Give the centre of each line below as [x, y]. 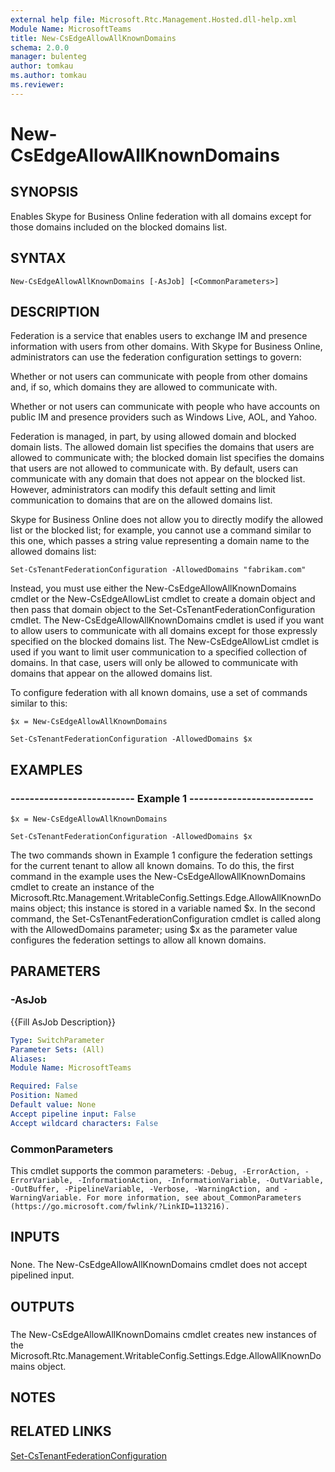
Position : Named [44, 1096]
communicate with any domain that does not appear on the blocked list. [158, 479]
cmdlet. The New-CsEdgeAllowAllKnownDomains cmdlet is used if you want [167, 620]
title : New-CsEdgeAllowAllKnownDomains [93, 38]
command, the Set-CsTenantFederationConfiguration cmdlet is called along [166, 919]
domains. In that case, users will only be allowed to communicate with [154, 663]
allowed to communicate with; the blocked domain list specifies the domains [167, 458]
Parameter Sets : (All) [57, 1049]
